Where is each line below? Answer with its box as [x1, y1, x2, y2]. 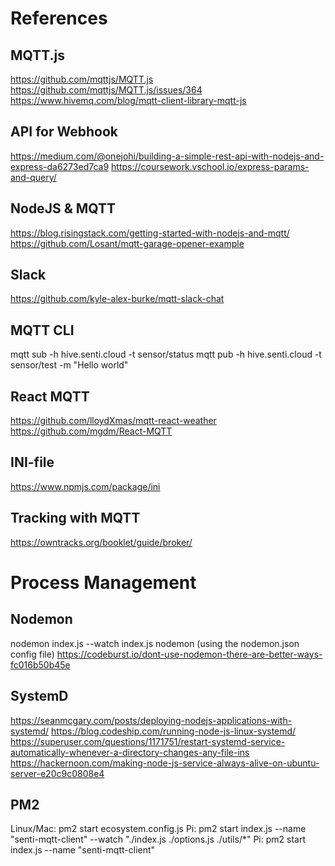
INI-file [10, 454, 55, 471]
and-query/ [10, 171, 57, 183]
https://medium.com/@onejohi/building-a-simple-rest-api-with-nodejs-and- [10, 150, 325, 162]
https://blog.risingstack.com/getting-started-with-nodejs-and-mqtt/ [10, 227, 290, 239]
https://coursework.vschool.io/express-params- [111, 160, 310, 172]
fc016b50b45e [10, 658, 71, 671]
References [10, 7, 108, 30]
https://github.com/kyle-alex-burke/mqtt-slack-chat [10, 293, 225, 305]
